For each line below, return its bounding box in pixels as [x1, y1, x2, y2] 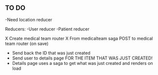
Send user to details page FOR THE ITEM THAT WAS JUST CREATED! [12, 55, 153, 61]
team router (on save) [5, 41, 49, 46]
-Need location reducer [5, 16, 52, 22]
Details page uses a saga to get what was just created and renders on [12, 60, 153, 66]
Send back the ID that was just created [12, 50, 90, 56]
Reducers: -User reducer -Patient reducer [5, 26, 90, 32]
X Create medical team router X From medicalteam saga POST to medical [5, 35, 153, 41]
